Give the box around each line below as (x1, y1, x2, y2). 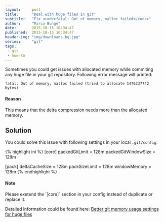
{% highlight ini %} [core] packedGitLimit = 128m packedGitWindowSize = (5, 149, 156, 155)
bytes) (5, 86, 19, 91)
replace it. (5, 196, 26, 202)
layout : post (5, 7, 41, 12)
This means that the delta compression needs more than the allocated (5, 107, 148, 113)
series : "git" (5, 39, 43, 44)
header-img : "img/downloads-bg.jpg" (5, 35, 81, 40)
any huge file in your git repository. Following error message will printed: (5, 72, 153, 78)
